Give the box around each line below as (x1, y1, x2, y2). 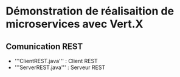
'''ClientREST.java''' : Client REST (14, 58, 98, 64)
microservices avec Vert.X (5, 17, 144, 31)
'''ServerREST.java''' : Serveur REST (14, 64, 106, 71)
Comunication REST (5, 41, 83, 52)
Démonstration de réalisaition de (5, 4, 175, 18)
